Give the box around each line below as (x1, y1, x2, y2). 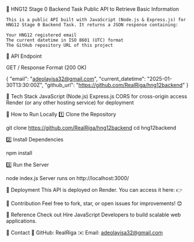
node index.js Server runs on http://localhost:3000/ (6, 175, 129, 181)
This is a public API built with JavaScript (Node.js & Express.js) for (6, 17, 186, 23)
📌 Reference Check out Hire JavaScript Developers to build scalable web (6, 211, 181, 218)
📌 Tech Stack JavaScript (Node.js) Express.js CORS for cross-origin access (6, 93, 188, 99)
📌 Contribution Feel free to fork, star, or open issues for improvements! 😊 (6, 200, 182, 207)
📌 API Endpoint (6, 53, 42, 60)
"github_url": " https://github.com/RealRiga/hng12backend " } (44, 82, 189, 88)
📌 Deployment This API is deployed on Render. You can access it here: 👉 (6, 186, 183, 193)
